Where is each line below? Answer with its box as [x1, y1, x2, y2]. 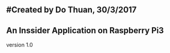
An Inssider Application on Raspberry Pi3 [6, 25, 164, 36]
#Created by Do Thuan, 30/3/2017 [6, 5, 137, 15]
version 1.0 [6, 42, 33, 49]
